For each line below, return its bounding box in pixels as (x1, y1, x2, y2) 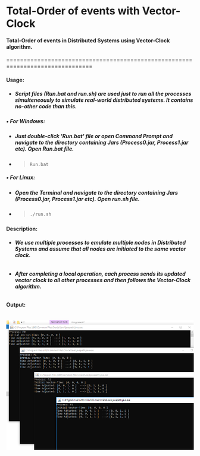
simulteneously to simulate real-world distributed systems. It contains (14, 96, 193, 104)
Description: (6, 225, 37, 233)
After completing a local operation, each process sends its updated (14, 270, 186, 277)
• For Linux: (6, 174, 36, 181)
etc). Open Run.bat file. (14, 145, 74, 152)
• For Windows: (6, 117, 46, 124)
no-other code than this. (14, 102, 77, 110)
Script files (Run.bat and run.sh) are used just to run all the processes (14, 90, 192, 97)
